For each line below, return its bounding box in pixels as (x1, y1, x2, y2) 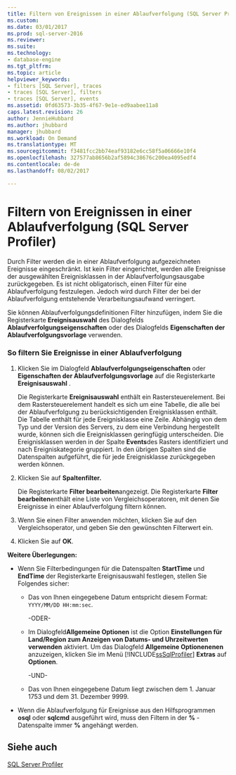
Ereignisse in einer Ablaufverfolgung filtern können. (17, 502, 167, 510)
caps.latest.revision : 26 (7, 108, 83, 115)
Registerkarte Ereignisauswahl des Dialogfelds (7, 315, 144, 324)
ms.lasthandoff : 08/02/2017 (7, 167, 90, 175)
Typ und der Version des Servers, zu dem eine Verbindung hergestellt (17, 422, 220, 431)
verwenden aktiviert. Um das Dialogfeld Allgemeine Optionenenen (27, 642, 223, 651)
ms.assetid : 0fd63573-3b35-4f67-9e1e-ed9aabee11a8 (7, 102, 159, 109)
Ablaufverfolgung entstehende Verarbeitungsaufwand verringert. (7, 294, 196, 303)
